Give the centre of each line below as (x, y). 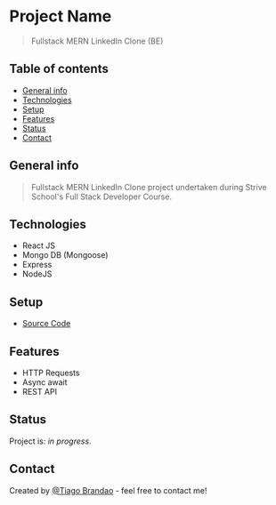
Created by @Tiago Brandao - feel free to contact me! (108, 490)
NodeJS (37, 274)
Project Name (61, 16)
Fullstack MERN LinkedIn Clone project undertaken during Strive (149, 187)
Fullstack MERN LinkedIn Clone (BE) (97, 41)
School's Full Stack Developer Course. (101, 196)
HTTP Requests (51, 373)
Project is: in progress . (50, 441)
